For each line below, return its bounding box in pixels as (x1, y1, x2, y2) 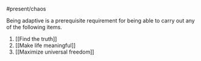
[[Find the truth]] (15, 35, 57, 42)
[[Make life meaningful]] (15, 42, 76, 49)
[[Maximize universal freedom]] (15, 48, 94, 56)
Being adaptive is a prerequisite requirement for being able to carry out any (6, 17, 195, 24)
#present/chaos (6, 5, 47, 12)
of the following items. (6, 24, 62, 30)
